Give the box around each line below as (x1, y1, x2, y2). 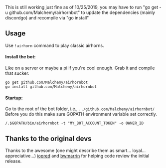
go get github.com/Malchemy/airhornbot (5, 80, 88, 85)
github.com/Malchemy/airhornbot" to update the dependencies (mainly (9, 9, 156, 15)
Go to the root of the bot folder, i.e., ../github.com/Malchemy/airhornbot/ (5, 106, 155, 112)
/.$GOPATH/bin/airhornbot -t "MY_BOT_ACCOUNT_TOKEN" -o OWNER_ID (5, 121, 144, 126)
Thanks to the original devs (5, 134, 92, 143)
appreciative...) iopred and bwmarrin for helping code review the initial (5, 153, 150, 159)
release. (5, 158, 22, 164)
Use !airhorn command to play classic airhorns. (5, 42, 104, 48)
